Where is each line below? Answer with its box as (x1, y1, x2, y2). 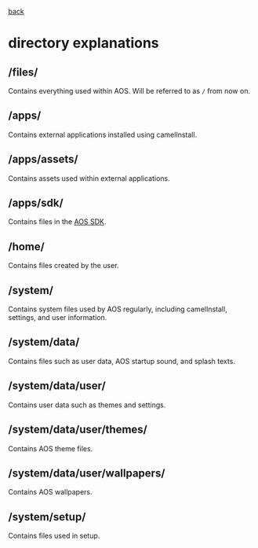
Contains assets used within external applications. (8, 173, 170, 183)
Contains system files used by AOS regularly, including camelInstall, (8, 304, 227, 314)
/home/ (8, 240, 45, 253)
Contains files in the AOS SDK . (8, 217, 107, 226)
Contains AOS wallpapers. (8, 487, 93, 497)
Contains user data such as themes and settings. (8, 400, 166, 410)
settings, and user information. (8, 313, 107, 322)
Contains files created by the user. (8, 261, 119, 270)
